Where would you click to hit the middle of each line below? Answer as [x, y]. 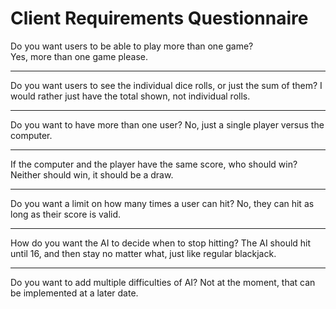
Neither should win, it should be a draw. [92, 174]
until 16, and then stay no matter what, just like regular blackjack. [143, 253]
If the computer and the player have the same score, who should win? [154, 164]
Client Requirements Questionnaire [159, 18]
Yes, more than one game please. [79, 56]
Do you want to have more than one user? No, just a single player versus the [167, 124]
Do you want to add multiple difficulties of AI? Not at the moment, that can [163, 282]
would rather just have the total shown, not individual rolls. [130, 96]
